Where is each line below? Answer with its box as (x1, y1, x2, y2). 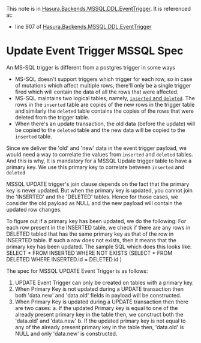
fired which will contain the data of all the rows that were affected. (14, 88, 179, 95)
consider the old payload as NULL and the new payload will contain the (6, 199, 182, 206)
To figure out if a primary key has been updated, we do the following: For (6, 217, 187, 224)
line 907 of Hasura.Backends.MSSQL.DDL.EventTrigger (14, 23, 152, 30)
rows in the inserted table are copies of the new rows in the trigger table (14, 101, 195, 108)
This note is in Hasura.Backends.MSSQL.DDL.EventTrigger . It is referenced (6, 5, 191, 12)
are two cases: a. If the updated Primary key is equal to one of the (14, 304, 178, 311)
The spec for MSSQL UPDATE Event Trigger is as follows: (6, 267, 148, 275)
